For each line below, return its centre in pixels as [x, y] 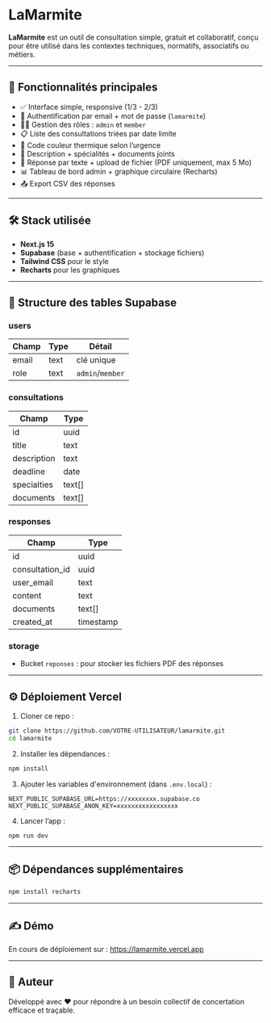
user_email [33, 582]
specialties [33, 484]
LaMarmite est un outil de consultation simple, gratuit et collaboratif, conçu [133, 37]
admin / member [100, 373]
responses [29, 522]
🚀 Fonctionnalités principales [83, 88]
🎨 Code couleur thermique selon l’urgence [90, 145]
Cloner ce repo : [47, 715]
